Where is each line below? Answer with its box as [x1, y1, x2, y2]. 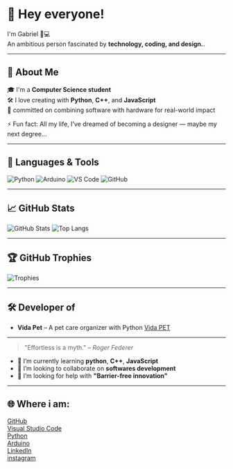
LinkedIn [7, 446, 32, 454]
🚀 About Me [7, 66, 59, 79]
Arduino [7, 438, 30, 447]
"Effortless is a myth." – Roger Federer [24, 344, 134, 351]
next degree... [7, 129, 47, 138]
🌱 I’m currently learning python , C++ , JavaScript [17, 357, 158, 365]
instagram [7, 454, 36, 462]
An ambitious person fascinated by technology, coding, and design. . [7, 40, 205, 48]
